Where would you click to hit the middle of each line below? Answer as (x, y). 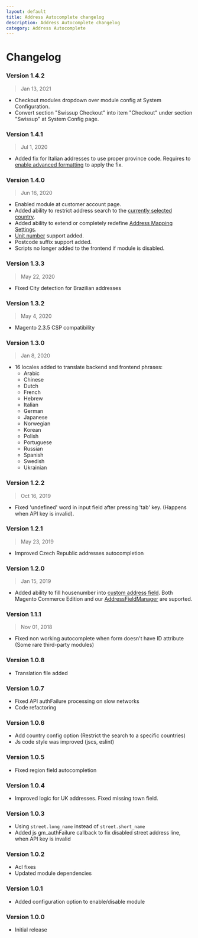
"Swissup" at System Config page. (57, 119)
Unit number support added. (49, 236)
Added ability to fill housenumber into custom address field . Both (94, 593)
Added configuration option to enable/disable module (80, 901)
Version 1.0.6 (25, 722)
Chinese (34, 380)
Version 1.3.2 (25, 303)
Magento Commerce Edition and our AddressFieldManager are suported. (103, 599)
